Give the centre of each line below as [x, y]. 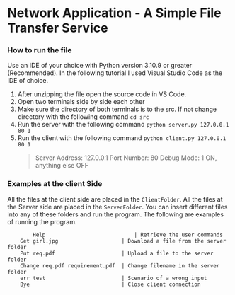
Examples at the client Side [55, 184]
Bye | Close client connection [110, 284]
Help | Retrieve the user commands [128, 235]
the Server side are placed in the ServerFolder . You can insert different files [117, 207]
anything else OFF [62, 166]
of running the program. [42, 221]
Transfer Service [58, 28]
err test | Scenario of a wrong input [114, 278]
